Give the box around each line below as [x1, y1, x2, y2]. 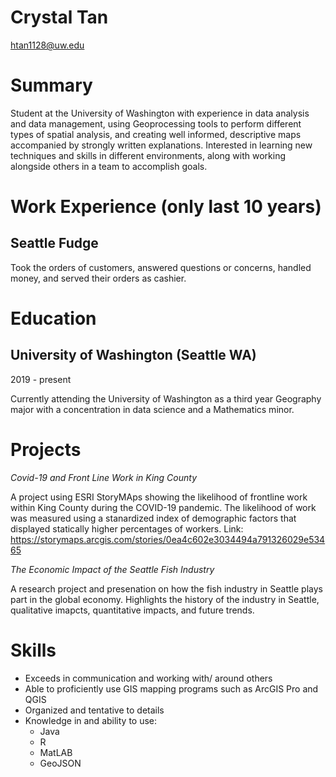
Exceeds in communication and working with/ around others [24, 672, 273, 684]
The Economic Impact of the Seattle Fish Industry [10, 563, 215, 575]
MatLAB [39, 746, 73, 758]
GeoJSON [39, 757, 82, 769]
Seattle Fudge [10, 235, 99, 252]
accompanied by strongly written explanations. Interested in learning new [10, 139, 313, 151]
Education [10, 307, 97, 330]
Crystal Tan [10, 6, 109, 29]
